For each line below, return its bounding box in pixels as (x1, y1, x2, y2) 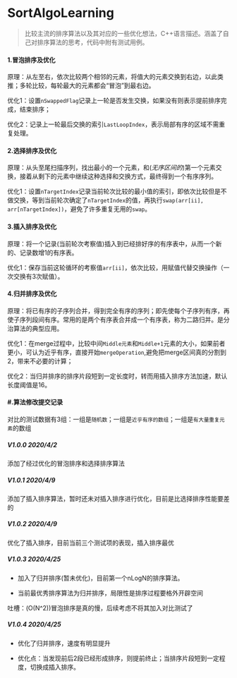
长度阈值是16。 (7, 380, 51, 389)
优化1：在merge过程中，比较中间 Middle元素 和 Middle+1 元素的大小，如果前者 (7, 339, 226, 347)
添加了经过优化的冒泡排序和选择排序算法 (7, 459, 125, 467)
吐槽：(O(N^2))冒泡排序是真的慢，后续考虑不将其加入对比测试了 (7, 603, 193, 612)
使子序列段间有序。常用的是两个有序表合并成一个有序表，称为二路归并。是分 (7, 315, 230, 324)
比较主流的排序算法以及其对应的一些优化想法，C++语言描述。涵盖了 (24, 29, 224, 37)
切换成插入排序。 (30, 662, 80, 671)
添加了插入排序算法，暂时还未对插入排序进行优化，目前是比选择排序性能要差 (7, 494, 230, 502)
